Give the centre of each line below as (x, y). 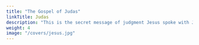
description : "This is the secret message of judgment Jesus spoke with (98, 22)
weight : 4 (18, 28)
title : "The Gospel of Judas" (44, 11)
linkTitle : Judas (28, 17)
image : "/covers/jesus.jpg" (41, 33)
